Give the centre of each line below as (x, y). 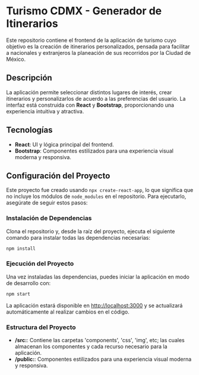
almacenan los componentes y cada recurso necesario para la (91, 346)
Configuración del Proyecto (58, 176)
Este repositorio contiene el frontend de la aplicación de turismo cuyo (91, 40)
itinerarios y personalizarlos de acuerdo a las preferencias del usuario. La (96, 98)
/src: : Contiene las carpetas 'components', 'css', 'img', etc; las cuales (100, 340)
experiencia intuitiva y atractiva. (45, 111)
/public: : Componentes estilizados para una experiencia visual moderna (103, 359)
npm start (18, 294)
